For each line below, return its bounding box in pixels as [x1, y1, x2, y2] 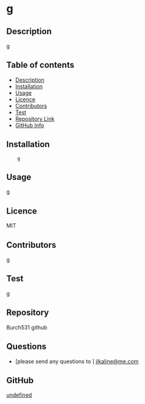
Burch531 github [6, 323, 48, 331]
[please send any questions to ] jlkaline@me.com [15, 358, 139, 365]
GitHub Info [15, 121, 44, 129]
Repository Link [15, 115, 55, 122]
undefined [6, 391, 32, 399]
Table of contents [6, 60, 74, 70]
